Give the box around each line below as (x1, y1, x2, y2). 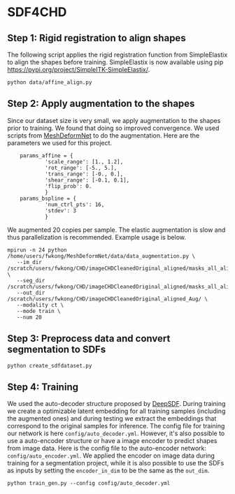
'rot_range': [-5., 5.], (44, 164, 117, 171)
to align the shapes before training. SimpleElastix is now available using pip (7, 58, 224, 66)
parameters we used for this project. (7, 138, 113, 147)
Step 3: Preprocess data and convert (7, 333, 171, 344)
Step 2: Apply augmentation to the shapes (7, 98, 195, 110)
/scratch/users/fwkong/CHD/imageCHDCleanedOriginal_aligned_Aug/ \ (7, 295, 208, 303)
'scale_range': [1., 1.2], (44, 158, 124, 165)
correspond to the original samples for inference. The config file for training (7, 422, 225, 430)
